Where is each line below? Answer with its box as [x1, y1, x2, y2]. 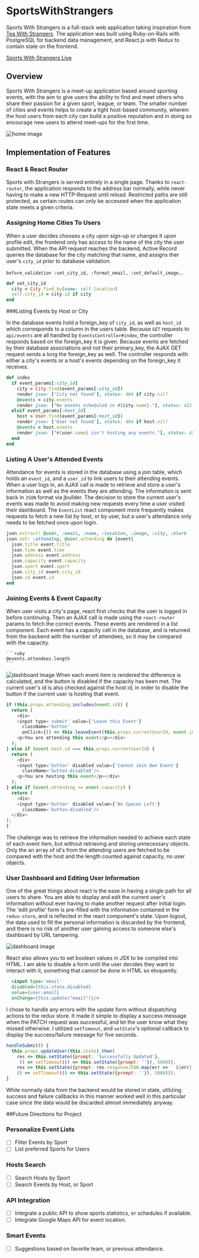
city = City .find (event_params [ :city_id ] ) [17, 386, 123, 392]
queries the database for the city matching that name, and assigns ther [6, 251, 179, 258]
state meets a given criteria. [6, 204, 74, 211]
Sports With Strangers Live [6, 54, 72, 61]
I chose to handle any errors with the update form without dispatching [6, 1006, 176, 1013]
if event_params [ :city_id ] [11, 380, 78, 386]
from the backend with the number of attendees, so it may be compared [6, 633, 182, 640]
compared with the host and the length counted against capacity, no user [6, 853, 185, 860]
